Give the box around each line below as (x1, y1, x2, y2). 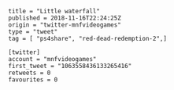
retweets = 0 (8, 69, 51, 77)
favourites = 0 (8, 76, 58, 84)
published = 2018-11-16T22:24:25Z (8, 14, 122, 22)
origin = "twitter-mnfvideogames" (8, 21, 122, 29)
